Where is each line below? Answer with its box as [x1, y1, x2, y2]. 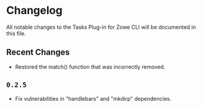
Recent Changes [6, 47, 71, 58]
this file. [6, 29, 26, 37]
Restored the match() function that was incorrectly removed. [14, 63, 166, 70]
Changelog [6, 4, 63, 17]
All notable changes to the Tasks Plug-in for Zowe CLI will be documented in [6, 23, 196, 31]
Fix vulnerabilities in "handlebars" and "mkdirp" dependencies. [14, 95, 172, 102]
